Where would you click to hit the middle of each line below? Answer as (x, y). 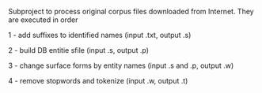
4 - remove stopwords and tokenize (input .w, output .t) (98, 81)
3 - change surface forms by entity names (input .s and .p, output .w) (121, 65)
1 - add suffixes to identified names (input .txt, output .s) (100, 35)
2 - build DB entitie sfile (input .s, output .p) (78, 50)
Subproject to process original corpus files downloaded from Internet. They (131, 11)
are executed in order (43, 20)
